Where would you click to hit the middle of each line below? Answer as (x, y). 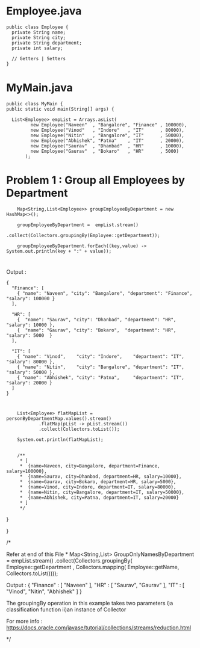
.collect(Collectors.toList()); (79, 429)
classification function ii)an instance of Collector (66, 609)
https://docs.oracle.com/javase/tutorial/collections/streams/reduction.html (99, 628)
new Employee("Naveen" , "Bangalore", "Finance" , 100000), (109, 125)
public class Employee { (37, 27)
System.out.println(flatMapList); (60, 440)
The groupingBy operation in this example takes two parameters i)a (90, 603)
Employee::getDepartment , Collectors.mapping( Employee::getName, (93, 567)
